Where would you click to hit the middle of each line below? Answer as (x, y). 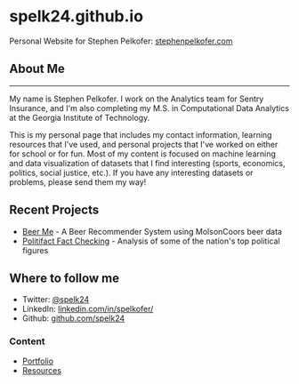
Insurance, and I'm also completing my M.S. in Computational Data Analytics (149, 108)
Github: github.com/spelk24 (73, 318)
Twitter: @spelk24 (56, 300)
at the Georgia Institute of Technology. (80, 117)
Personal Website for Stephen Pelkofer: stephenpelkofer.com (121, 41)
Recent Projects (54, 210)
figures (35, 250)
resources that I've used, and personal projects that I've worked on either (144, 144)
